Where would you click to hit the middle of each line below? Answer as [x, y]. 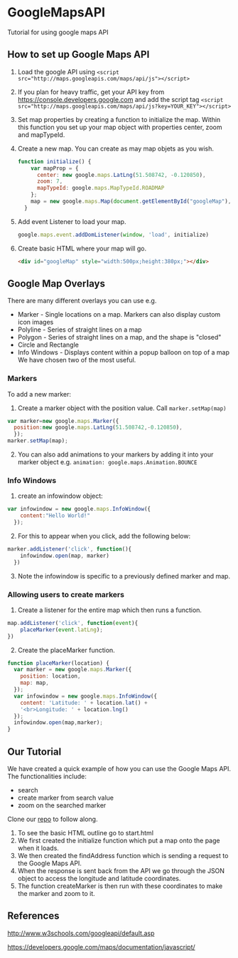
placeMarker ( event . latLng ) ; [61, 630]
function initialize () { [54, 161]
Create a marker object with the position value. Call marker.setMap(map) [122, 408]
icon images [36, 322]
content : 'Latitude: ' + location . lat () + [84, 703]
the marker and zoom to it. [56, 894]
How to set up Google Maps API [79, 55]
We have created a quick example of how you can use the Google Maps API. [119, 769]
